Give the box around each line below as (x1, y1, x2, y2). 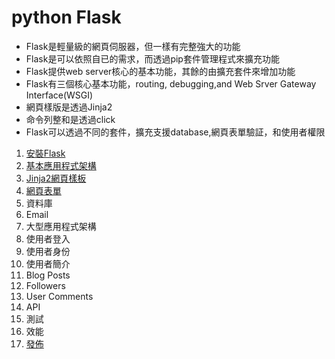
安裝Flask (25, 147, 66, 159)
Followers (25, 279, 66, 291)
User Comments (25, 290, 94, 302)
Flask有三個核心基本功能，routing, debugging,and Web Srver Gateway (25, 77, 317, 90)
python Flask (11, 6, 122, 29)
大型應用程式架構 (25, 220, 97, 232)
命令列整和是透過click (25, 113, 116, 125)
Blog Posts (25, 269, 71, 281)
